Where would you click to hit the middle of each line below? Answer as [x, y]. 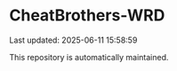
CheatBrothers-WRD [87, 16]
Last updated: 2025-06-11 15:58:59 [73, 40]
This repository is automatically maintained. [89, 57]
